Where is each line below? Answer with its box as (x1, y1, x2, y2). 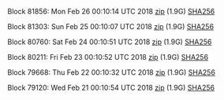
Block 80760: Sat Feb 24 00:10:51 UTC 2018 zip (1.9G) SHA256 (7, 37, 212, 46)
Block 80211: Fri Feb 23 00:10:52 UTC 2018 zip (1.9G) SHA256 (7, 53, 209, 61)
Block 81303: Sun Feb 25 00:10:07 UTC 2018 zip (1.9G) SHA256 (7, 22, 215, 31)
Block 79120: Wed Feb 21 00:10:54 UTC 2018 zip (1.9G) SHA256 (7, 83, 215, 92)
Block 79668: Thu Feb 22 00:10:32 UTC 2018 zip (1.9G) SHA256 (7, 68, 216, 77)
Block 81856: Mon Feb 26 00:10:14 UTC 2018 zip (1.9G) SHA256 (7, 7, 215, 16)
